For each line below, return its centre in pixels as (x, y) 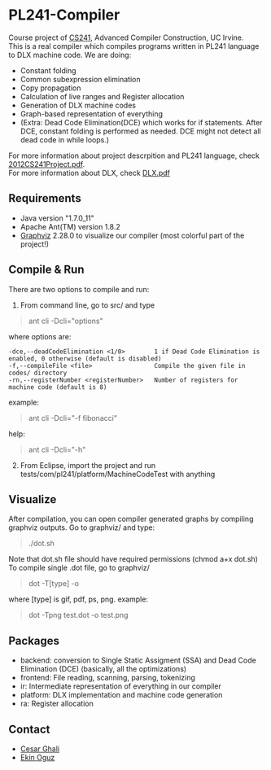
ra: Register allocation (57, 704)
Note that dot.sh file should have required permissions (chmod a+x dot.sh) (133, 559)
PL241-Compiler (64, 15)
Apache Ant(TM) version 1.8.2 (70, 226)
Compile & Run (46, 270)
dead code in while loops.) (65, 139)
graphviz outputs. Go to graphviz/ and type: (82, 527)
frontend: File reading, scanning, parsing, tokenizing (107, 678)
